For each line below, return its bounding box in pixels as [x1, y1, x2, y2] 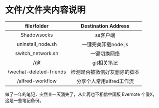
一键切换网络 [90, 50, 120, 57]
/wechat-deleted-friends [7, 68, 66, 75]
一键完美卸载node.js [82, 41, 129, 48]
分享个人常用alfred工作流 [76, 78, 134, 84]
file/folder [24, 23, 49, 29]
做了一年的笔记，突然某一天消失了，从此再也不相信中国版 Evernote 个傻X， [5, 91, 158, 97]
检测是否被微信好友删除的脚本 [70, 68, 140, 75]
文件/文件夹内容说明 [5, 4, 86, 16]
